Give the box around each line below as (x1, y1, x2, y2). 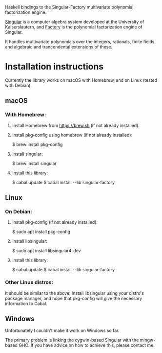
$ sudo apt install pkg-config (12, 229, 71, 235)
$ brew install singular (12, 160, 57, 166)
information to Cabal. (5, 301, 47, 306)
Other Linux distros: (5, 279, 54, 286)
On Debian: (5, 208, 33, 215)
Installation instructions (5, 61, 104, 72)
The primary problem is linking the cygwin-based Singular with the (5, 337, 139, 343)
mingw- (140, 337, 156, 343)
